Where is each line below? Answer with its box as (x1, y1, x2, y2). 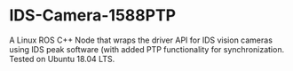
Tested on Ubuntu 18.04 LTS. (9, 53, 115, 64)
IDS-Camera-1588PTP (9, 5, 177, 26)
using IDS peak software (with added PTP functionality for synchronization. (9, 43, 285, 54)
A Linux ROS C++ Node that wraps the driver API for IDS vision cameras (9, 35, 273, 45)
